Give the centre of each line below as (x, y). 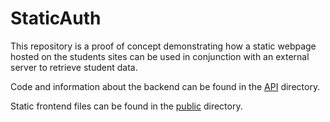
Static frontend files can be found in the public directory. (126, 106)
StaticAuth (56, 18)
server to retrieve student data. (74, 67)
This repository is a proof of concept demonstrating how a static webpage (163, 46)
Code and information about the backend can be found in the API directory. (165, 86)
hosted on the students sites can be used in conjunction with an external (160, 56)
